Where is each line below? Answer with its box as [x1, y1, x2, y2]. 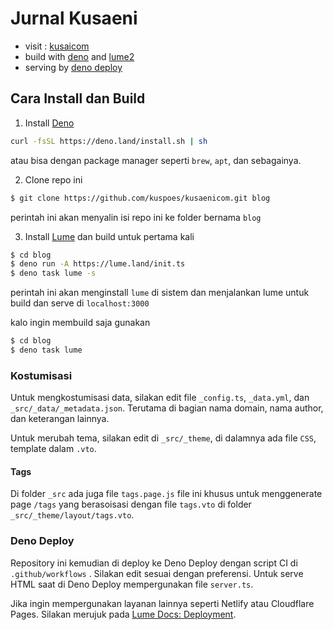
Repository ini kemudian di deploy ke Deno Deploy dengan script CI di [10, 557, 298, 569]
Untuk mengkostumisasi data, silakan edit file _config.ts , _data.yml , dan [10, 392, 310, 404]
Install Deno [24, 117, 75, 129]
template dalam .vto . [10, 443, 97, 455]
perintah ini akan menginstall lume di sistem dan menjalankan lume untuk [10, 287, 310, 299]
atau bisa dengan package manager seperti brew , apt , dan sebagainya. [10, 154, 302, 166]
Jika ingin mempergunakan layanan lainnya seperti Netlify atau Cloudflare [10, 597, 315, 609]
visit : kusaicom [24, 40, 90, 52]
